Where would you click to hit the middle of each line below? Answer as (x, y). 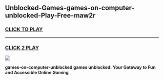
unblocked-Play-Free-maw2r (51, 16)
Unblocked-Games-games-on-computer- (70, 8)
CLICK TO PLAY (24, 30)
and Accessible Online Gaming (37, 72)
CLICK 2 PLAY (22, 48)
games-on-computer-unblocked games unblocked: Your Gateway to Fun (81, 67)
